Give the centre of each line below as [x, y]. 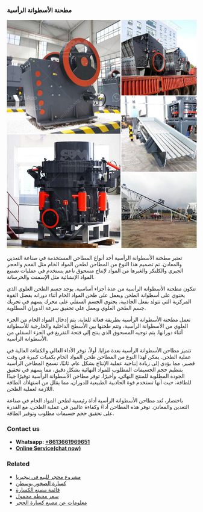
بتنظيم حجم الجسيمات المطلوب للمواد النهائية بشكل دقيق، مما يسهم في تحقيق [95, 369]
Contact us [23, 429]
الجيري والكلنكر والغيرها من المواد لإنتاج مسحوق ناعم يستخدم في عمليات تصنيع [95, 270]
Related [18, 464]
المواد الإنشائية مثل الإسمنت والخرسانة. [51, 276]
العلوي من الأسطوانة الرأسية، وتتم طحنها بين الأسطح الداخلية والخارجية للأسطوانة [98, 326]
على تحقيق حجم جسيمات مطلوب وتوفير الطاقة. [61, 413]
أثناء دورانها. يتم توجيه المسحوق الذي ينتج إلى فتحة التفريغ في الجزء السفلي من [95, 332]
